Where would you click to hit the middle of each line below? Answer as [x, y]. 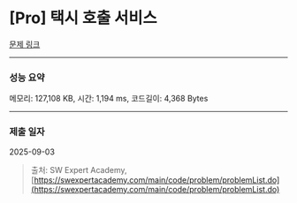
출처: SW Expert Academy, [79, 169]
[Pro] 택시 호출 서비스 [83, 18]
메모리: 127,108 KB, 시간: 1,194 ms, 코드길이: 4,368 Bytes [109, 99]
